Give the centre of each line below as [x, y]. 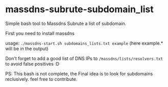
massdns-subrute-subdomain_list [80, 9]
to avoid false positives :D [32, 64]
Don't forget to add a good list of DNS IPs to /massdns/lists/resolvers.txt [84, 58]
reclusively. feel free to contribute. [41, 79]
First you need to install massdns [40, 33]
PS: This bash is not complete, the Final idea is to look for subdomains [79, 74]
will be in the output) [27, 48]
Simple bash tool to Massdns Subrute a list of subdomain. [66, 23]
